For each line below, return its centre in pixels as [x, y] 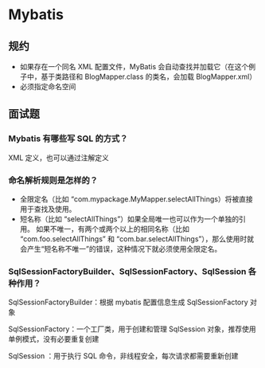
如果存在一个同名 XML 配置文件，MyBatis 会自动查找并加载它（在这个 [134, 67]
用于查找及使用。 [48, 209]
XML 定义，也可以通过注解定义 [59, 158]
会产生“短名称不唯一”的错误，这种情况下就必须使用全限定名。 [121, 249]
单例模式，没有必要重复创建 [54, 339]
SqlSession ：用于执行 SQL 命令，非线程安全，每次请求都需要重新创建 [123, 356]
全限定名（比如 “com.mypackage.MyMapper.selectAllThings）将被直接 [136, 199]
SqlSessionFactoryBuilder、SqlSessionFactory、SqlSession [127, 271]
